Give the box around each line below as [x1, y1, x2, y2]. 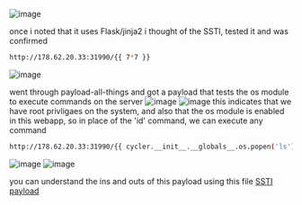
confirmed [9, 36, 48, 46]
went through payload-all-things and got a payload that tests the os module [9, 86, 289, 97]
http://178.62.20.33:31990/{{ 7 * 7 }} [9, 53, 151, 62]
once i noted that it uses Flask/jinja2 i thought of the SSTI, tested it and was [9, 26, 289, 36]
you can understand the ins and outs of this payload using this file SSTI [9, 175, 273, 186]
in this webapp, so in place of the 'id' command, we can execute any [9, 115, 263, 126]
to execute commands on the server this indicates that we [9, 95, 292, 107]
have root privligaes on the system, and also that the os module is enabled [9, 105, 285, 116]
